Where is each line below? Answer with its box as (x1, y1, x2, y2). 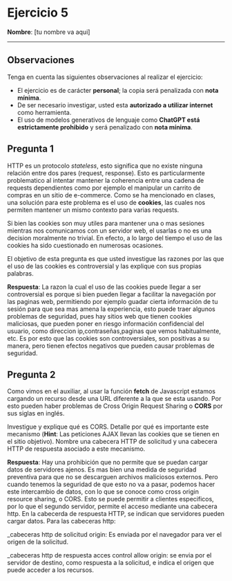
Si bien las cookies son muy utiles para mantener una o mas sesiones (7, 219, 205, 227)
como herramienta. (17, 108, 72, 116)
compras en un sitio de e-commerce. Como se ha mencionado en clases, (7, 190, 216, 199)
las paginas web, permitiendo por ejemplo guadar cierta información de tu (7, 297, 218, 305)
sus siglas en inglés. (7, 409, 65, 418)
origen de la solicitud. (7, 538, 69, 546)
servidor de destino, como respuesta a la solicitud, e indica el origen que (7, 559, 214, 567)
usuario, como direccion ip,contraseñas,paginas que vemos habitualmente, (7, 327, 221, 335)
